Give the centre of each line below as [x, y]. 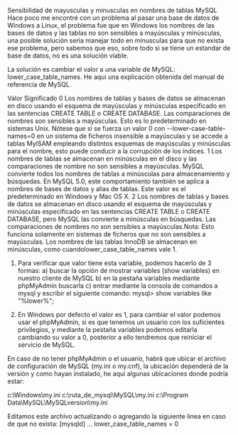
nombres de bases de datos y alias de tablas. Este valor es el [97, 189]
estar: [16, 381]
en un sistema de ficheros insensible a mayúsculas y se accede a [132, 136]
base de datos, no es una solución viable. [68, 55]
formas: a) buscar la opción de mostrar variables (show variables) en [119, 270]
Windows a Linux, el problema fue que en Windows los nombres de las [111, 25]
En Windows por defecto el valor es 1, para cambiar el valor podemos [119, 315]
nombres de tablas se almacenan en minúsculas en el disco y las [102, 159]
